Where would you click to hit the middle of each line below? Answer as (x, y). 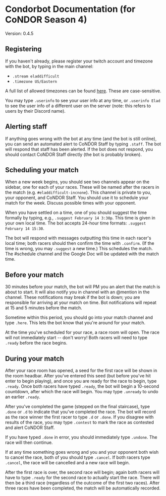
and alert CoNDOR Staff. (30, 427)
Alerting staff (26, 127)
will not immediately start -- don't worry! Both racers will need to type (76, 338)
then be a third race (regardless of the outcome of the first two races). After (83, 483)
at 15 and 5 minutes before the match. (44, 308)
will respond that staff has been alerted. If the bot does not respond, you (79, 149)
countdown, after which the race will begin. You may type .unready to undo (82, 391)
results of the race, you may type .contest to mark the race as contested (80, 422)
